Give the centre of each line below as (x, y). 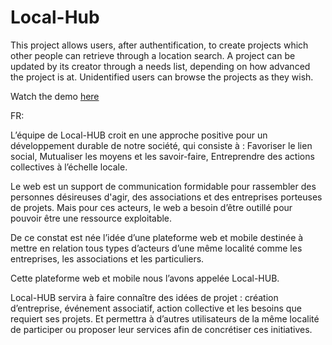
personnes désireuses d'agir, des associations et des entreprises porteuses (166, 197)
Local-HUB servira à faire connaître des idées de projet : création (144, 297)
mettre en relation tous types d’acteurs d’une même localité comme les (156, 248)
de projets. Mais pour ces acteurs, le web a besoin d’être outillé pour (151, 207)
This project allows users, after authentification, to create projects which (159, 45)
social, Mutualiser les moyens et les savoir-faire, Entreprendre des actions (162, 156)
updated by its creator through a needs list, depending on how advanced (160, 66)
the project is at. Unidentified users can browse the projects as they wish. (162, 77)
